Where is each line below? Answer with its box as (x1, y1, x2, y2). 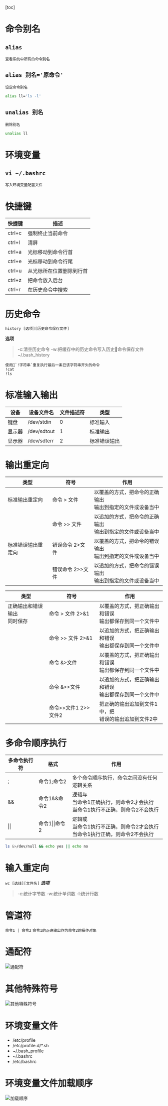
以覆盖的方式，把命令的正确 (94, 489, 159, 496)
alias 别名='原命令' (5, 71, 63, 79)
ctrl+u (7, 267, 22, 274)
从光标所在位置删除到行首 (27, 268, 88, 275)
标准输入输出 (5, 390, 58, 401)
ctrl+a (7, 249, 21, 256)
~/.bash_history (17, 352, 50, 358)
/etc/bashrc (12, 1058, 36, 1064)
